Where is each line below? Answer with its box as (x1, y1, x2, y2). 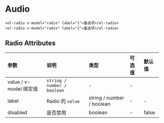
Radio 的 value (46, 98, 80, 104)
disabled (7, 109, 27, 116)
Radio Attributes (5, 39, 56, 48)
